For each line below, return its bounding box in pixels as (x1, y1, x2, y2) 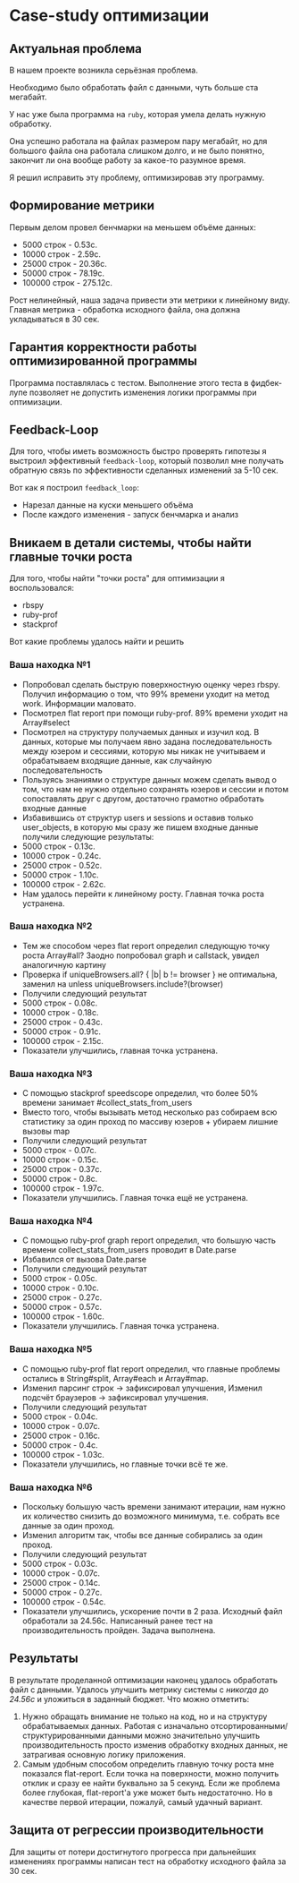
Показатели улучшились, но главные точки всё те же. (21, 1459, 228, 1469)
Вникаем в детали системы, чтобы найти (9, 535, 252, 551)
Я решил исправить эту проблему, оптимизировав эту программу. (9, 172, 265, 183)
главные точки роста (9, 549, 133, 564)
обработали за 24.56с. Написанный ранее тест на (21, 1615, 213, 1626)
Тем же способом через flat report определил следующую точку (21, 940, 270, 951)
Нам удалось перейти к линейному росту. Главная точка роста (21, 888, 265, 899)
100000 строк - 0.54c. (21, 1596, 106, 1607)
